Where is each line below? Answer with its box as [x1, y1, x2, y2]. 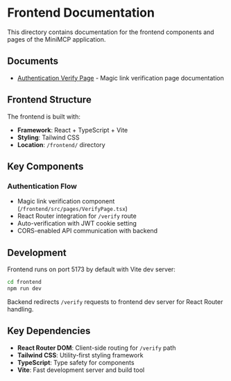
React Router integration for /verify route [17, 212, 137, 220]
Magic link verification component [17, 197, 115, 205]
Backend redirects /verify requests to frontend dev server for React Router [7, 297, 223, 306]
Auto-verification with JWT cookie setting [17, 219, 137, 228]
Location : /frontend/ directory [17, 140, 105, 149]
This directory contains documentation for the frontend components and [7, 28, 214, 36]
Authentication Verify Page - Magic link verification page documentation [17, 74, 224, 82]
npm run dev [7, 285, 42, 292]
